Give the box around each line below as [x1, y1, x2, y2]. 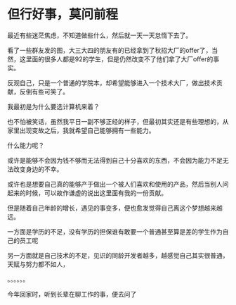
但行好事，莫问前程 [7, 6, 119, 23]
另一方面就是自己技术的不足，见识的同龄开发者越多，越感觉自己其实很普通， [7, 251, 229, 259]
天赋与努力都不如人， [7, 260, 69, 268]
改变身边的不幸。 [13, 165, 63, 173]
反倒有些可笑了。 [19, 87, 69, 96]
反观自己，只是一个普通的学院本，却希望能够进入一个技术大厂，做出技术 [7, 78, 216, 87]
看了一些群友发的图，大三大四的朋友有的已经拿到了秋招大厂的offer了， [7, 46, 212, 54]
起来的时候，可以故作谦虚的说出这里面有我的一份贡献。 [7, 188, 167, 197]
